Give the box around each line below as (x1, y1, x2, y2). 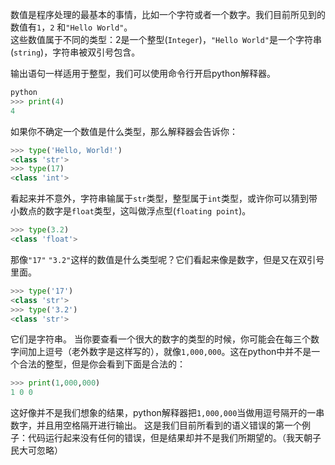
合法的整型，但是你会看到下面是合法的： (18, 358, 186, 370)
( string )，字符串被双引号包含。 (10, 46, 141, 58)
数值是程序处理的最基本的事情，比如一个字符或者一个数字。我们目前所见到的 (10, 9, 326, 20)
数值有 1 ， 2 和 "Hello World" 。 (10, 21, 133, 33)
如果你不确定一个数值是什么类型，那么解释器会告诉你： (10, 125, 238, 137)
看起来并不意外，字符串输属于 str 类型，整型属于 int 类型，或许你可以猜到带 (10, 193, 318, 205)
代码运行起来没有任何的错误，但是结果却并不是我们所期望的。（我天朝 (27, 432, 313, 444)
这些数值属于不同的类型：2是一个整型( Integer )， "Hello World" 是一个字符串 (10, 34, 322, 45)
